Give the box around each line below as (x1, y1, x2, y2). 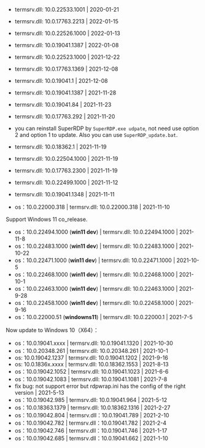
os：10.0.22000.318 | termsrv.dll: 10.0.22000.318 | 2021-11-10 (14, 203, 170, 210)
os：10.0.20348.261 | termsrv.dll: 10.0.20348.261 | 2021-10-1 (14, 347, 168, 354)
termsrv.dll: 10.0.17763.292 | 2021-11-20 (14, 113, 115, 120)
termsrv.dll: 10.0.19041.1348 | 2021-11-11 (14, 191, 115, 198)
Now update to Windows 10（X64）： (6, 326, 99, 334)
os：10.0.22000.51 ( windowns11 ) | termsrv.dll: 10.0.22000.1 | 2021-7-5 (14, 314, 193, 320)
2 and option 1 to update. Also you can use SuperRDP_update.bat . (14, 131, 178, 138)
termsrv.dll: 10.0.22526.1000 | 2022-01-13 (14, 29, 120, 37)
